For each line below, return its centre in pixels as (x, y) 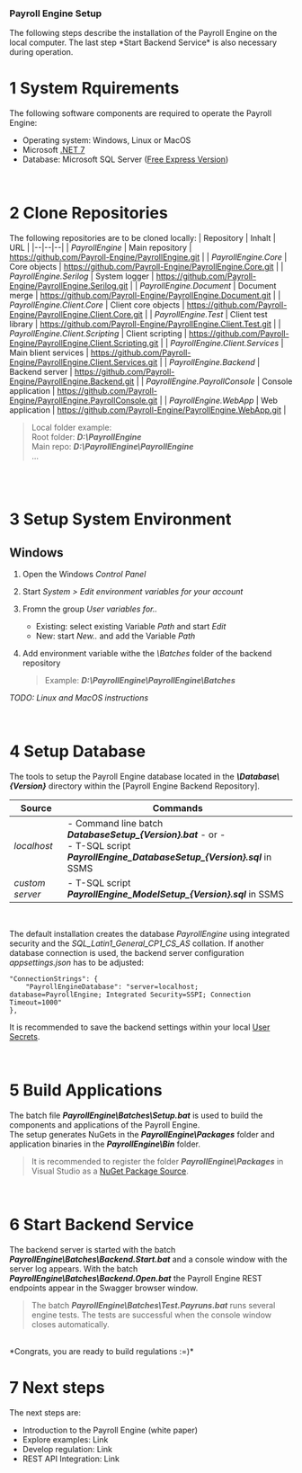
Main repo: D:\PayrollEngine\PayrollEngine (112, 447)
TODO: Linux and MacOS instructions (79, 698)
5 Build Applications (86, 1090)
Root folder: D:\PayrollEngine (86, 437)
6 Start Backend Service (102, 1225)
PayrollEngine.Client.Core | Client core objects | (97, 305)
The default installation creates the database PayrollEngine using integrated (150, 934)
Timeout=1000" (36, 1003)
